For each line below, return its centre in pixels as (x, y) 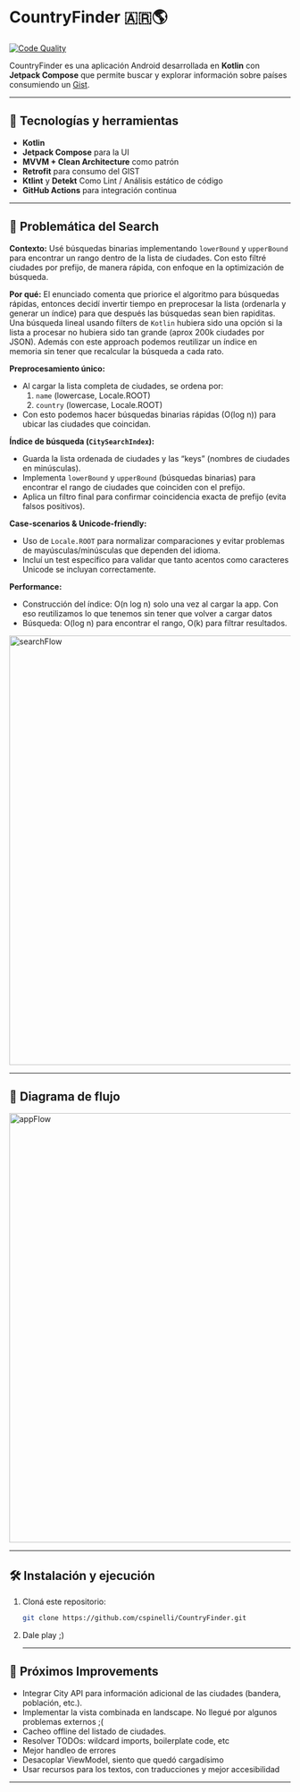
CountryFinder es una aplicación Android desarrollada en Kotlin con (135, 65)
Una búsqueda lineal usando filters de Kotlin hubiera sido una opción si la (146, 322)
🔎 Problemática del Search (84, 227)
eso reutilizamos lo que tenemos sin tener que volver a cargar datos (147, 613)
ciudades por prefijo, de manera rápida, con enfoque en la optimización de (146, 267)
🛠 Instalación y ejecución (82, 1575)
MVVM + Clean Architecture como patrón (100, 161)
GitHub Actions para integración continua (99, 190)
